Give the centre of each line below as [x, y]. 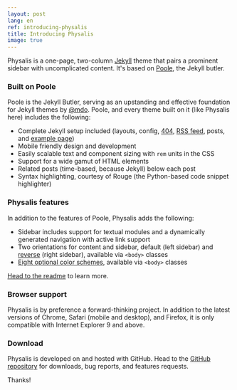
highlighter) [35, 184]
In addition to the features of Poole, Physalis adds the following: [101, 218]
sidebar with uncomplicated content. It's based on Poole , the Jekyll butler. [116, 68]
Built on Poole [32, 87]
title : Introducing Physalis [51, 34]
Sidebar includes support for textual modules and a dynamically [111, 231]
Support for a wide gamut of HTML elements [83, 162]
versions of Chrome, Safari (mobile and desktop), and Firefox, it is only [111, 317]
